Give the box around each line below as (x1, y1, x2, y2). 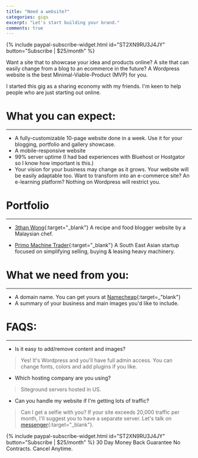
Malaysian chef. (14, 230, 53, 237)
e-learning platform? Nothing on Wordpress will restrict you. (14, 178, 161, 185)
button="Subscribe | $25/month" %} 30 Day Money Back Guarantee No (6, 439, 181, 446)
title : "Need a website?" (6, 8, 70, 15)
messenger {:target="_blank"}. (20, 422, 94, 428)
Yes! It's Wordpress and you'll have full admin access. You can (20, 357, 173, 364)
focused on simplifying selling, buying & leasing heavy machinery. (14, 248, 175, 255)
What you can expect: (6, 109, 116, 123)
